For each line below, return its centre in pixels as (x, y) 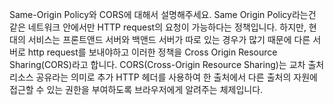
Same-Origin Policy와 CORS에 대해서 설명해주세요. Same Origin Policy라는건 (163, 14)
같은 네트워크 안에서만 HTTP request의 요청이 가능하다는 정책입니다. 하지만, (158, 27)
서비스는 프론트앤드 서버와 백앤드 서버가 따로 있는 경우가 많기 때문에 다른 (169, 39)
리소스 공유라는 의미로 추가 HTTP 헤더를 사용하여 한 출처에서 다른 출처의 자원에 (163, 77)
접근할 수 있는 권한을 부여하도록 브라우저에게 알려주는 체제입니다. (136, 89)
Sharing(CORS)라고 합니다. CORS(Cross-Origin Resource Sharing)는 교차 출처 (167, 64)
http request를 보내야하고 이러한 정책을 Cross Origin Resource (152, 52)
